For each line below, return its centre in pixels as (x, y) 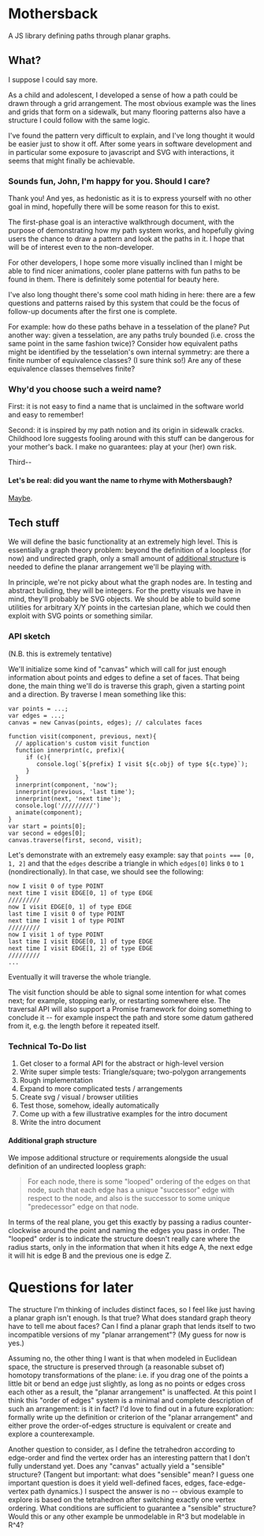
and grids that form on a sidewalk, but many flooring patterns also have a (127, 111)
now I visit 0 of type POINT (56, 886)
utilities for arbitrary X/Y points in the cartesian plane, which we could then (129, 608)
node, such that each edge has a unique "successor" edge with (131, 1190)
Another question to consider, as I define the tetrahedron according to (122, 1449)
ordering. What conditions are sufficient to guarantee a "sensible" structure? (132, 1508)
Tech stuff (34, 523)
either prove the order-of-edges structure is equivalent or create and (120, 1426)
